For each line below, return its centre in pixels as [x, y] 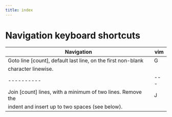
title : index [19, 10]
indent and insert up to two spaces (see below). [65, 107]
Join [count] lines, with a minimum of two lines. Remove [75, 92]
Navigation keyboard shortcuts [73, 35]
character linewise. [31, 69]
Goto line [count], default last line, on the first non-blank [76, 61]
